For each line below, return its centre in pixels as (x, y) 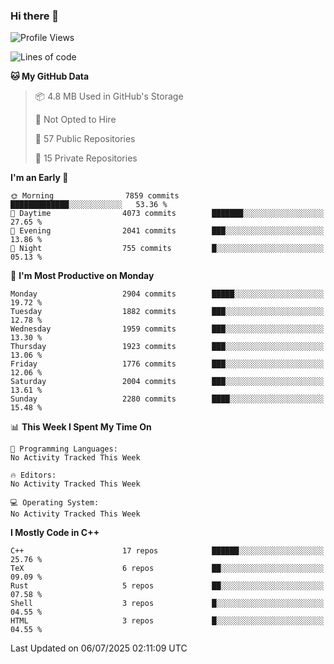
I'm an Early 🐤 (39, 178)
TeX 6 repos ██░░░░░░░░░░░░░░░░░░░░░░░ (167, 569)
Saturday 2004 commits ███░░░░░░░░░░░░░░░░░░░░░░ (167, 382)
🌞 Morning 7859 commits (95, 196)
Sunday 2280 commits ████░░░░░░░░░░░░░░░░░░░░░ (167, 399)
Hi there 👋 (35, 16)
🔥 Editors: (33, 475)
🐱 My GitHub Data (50, 76)
